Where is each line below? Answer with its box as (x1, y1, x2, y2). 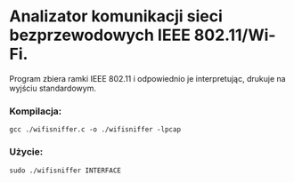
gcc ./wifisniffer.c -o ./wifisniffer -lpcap (9, 125, 181, 134)
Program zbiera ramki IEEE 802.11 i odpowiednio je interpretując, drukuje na (9, 73, 287, 84)
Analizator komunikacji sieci (9, 6, 223, 27)
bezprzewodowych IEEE (9, 25, 192, 45)
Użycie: (9, 146, 44, 158)
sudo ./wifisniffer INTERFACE (9, 166, 122, 175)
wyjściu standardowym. (9, 83, 96, 93)
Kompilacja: (9, 105, 62, 117)
